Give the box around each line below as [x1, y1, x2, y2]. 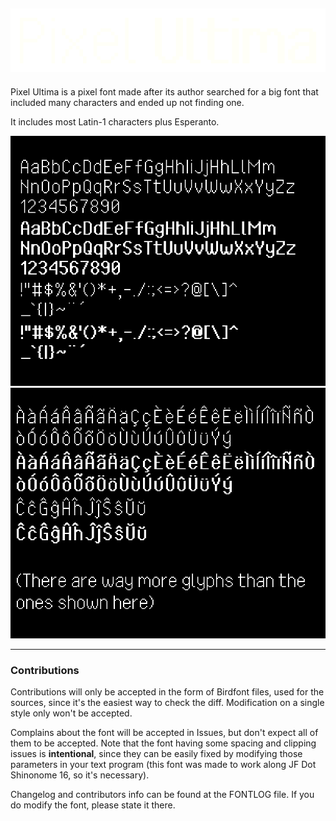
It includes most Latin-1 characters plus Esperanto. [10, 115, 220, 128]
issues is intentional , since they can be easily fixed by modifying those [10, 748, 303, 760]
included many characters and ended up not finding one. [10, 96, 245, 108]
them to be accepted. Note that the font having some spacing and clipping [10, 737, 317, 749]
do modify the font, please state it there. [10, 799, 176, 811]
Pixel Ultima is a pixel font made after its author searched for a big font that [10, 85, 319, 98]
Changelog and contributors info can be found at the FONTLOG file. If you [10, 789, 315, 801]
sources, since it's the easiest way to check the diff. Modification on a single [10, 697, 325, 709]
